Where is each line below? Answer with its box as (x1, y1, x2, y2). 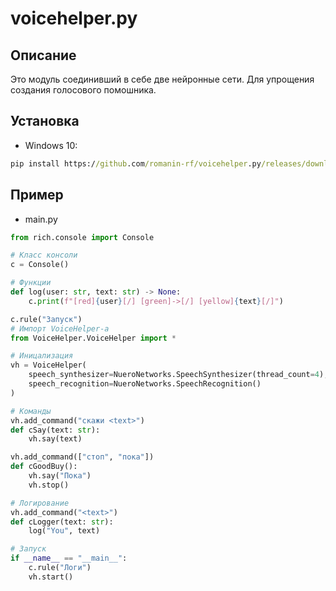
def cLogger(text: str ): (10, 517, 114, 527)
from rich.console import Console (10, 232, 155, 242)
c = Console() (10, 260, 70, 270)
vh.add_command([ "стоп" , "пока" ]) (10, 452, 155, 462)
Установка (10, 113, 80, 130)
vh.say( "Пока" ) (28, 471, 92, 481)
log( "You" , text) (28, 526, 101, 536)
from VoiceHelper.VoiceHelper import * (10, 333, 177, 343)
